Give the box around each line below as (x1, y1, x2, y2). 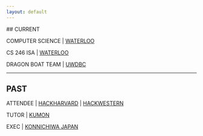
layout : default (6, 8, 47, 15)
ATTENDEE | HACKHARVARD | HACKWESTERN (6, 100, 124, 107)
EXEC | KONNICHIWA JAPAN (6, 123, 79, 131)
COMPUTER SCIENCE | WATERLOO (6, 37, 95, 44)
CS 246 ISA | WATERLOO (6, 49, 69, 56)
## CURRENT (6, 25, 40, 33)
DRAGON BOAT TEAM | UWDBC (6, 60, 86, 68)
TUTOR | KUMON (6, 111, 50, 118)
